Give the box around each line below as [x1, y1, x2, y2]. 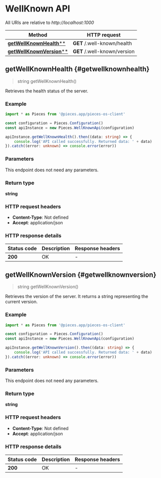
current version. [5, 299, 38, 305]
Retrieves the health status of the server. [5, 88, 88, 94]
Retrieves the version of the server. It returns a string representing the [5, 293, 148, 300]
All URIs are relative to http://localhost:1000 [5, 19, 94, 25]
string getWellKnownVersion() [17, 284, 79, 290]
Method [28, 31, 48, 38]
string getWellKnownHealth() [17, 78, 77, 84]
